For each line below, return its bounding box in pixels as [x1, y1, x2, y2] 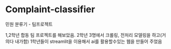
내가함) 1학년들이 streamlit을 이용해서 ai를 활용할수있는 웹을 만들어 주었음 [14, 38, 162, 44]
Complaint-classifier [5, 4, 96, 15]
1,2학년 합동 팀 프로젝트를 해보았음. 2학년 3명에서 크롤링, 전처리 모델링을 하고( [5, 32, 162, 38]
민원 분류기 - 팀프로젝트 [5, 21, 53, 27]
